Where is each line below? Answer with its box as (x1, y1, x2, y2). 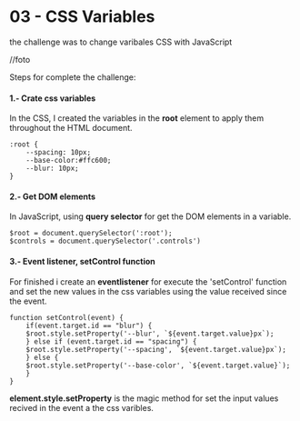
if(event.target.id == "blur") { (25, 321, 153, 330)
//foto (9, 54, 31, 65)
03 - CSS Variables (9, 6, 155, 27)
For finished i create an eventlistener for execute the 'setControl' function (9, 276, 287, 287)
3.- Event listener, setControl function (9, 256, 156, 266)
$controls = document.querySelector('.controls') (9, 236, 202, 246)
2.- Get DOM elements (9, 191, 96, 202)
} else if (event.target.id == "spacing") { (25, 336, 197, 346)
